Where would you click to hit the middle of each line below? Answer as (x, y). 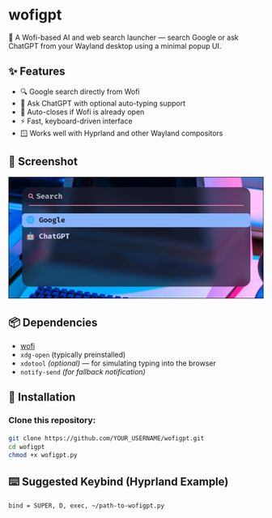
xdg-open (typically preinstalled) (73, 355)
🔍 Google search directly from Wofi (80, 92)
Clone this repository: (52, 421)
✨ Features (37, 72)
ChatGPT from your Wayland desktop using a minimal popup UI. (115, 45)
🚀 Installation (42, 398)
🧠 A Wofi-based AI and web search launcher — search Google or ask (123, 37)
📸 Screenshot (43, 162)
